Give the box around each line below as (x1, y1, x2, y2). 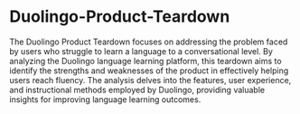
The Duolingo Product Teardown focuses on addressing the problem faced (9, 36, 288, 47)
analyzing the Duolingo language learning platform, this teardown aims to (9, 55, 282, 66)
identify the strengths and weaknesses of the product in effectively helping (9, 65, 289, 76)
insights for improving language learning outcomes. (9, 93, 202, 105)
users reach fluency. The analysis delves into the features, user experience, (9, 74, 292, 85)
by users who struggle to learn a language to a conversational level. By (9, 45, 274, 56)
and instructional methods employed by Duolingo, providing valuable (9, 84, 265, 95)
